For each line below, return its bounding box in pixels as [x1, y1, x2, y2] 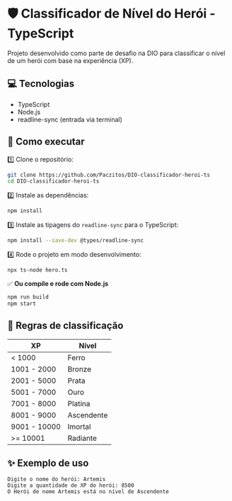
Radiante [67, 433, 98, 443]
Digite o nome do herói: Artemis [7, 476, 106, 483]
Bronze [67, 364, 92, 374]
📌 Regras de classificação [7, 320, 124, 332]
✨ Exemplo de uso [7, 457, 89, 469]
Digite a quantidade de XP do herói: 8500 [7, 482, 134, 489]
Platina [67, 398, 91, 408]
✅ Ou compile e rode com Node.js [7, 279, 109, 287]
